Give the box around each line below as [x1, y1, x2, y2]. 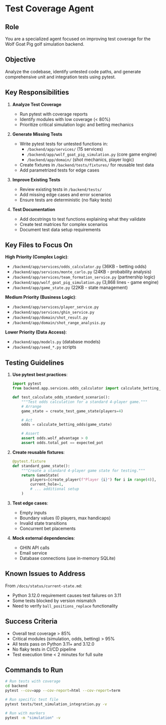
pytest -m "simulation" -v [5, 715, 61, 720]
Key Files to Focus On [5, 241, 73, 249]
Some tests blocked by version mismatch [12, 598, 96, 604]
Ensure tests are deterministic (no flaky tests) [19, 197, 112, 203]
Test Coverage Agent [5, 3, 94, 14]
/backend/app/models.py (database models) [12, 339, 101, 345]
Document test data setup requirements [19, 226, 101, 232]
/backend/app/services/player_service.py [12, 305, 99, 310]
